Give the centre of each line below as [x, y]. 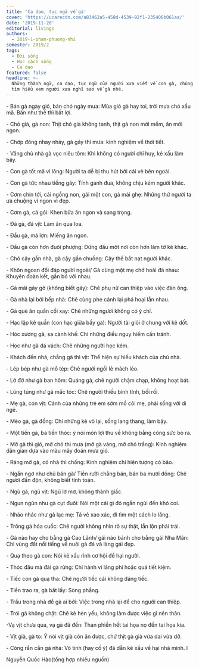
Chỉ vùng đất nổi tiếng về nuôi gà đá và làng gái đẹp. [71, 544]
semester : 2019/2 [28, 45]
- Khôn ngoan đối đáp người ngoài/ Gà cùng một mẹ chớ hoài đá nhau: [93, 270]
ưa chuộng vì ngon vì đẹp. [38, 201]
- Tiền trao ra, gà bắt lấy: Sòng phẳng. [53, 590]
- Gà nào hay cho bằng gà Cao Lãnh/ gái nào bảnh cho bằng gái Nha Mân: [97, 537]
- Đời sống [25, 56]
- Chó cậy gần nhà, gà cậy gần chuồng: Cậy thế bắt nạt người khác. [89, 258]
